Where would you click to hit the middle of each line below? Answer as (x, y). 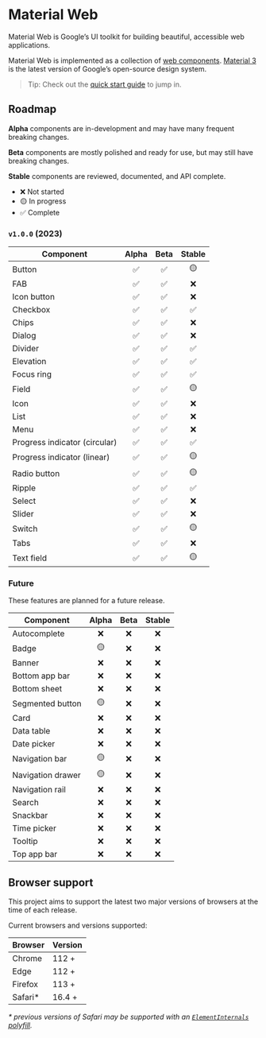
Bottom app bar (41, 676)
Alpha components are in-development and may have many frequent (121, 128)
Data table (31, 731)
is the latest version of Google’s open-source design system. (108, 68)
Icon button (34, 297)
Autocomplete (39, 633)
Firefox (25, 985)
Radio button (36, 473)
